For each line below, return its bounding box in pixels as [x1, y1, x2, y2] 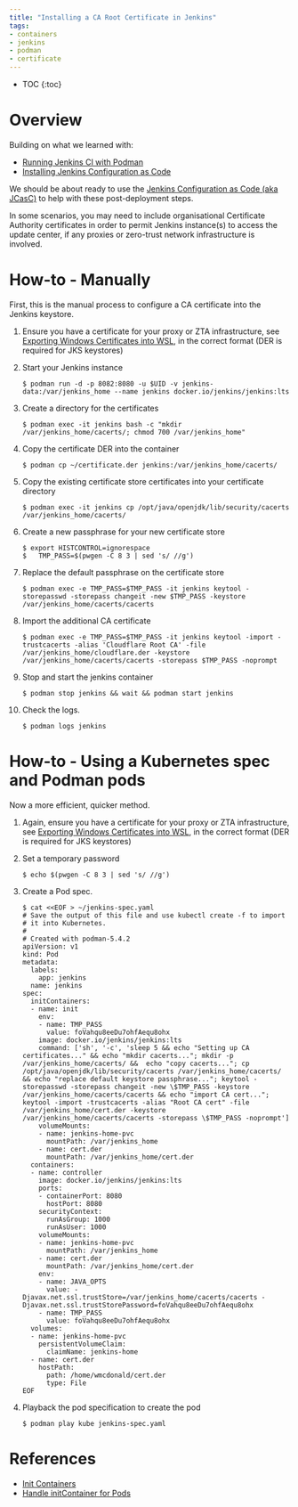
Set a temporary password [21, 852, 120, 864]
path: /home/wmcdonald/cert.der [45, 1371, 166, 1380]
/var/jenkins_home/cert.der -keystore [21, 1105, 166, 1114]
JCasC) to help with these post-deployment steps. [9, 192, 194, 203]
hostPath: [38, 1363, 75, 1372]
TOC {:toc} [21, 79, 62, 89]
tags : [9, 21, 29, 30]
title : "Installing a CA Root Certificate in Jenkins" [9, 12, 217, 22]
